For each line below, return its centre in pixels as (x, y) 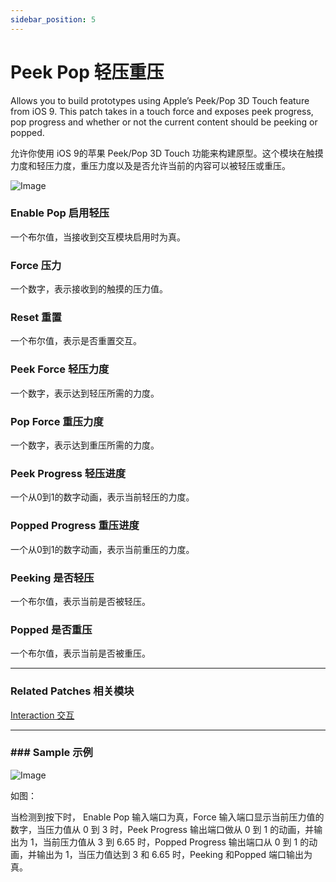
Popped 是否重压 (51, 629)
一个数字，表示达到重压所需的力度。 (85, 445)
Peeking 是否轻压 (52, 578)
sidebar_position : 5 (53, 19)
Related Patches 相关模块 (72, 691)
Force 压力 (36, 265)
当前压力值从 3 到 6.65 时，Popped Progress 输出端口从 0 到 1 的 (176, 842)
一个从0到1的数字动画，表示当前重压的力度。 (102, 549)
